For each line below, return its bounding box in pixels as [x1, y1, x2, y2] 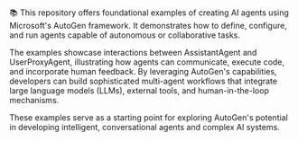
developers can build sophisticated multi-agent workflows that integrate [9, 75, 278, 86]
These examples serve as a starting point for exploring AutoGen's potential [9, 112, 289, 123]
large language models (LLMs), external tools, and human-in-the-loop [9, 85, 269, 96]
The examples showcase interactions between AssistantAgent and [9, 48, 257, 57]
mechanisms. [9, 95, 60, 105]
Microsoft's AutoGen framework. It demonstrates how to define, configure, [9, 21, 287, 31]
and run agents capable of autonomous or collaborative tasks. [9, 30, 241, 40]
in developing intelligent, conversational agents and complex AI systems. [9, 122, 280, 132]
